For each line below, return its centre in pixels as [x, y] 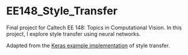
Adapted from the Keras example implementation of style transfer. [88, 45]
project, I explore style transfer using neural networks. [74, 33]
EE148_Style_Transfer [62, 11]
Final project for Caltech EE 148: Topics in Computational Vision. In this [94, 27]
